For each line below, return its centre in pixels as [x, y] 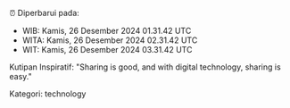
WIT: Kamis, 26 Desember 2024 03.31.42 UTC [107, 50]
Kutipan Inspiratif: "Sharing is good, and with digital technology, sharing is [145, 67]
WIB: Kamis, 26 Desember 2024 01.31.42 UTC [107, 31]
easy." [21, 76]
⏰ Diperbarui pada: [45, 13]
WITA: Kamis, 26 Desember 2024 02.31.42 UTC [110, 40]
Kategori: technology [48, 94]
